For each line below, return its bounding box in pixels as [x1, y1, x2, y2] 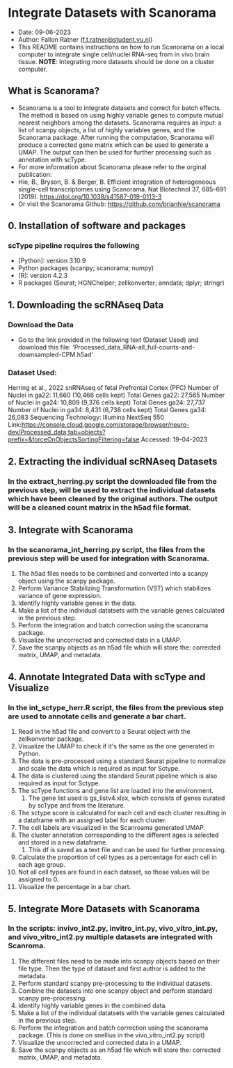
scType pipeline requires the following [8, 241, 140, 251]
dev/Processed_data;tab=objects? [8, 428, 106, 437]
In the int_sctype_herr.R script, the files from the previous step [8, 702, 224, 712]
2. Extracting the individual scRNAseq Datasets [8, 455, 218, 467]
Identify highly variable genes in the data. [17, 599, 137, 607]
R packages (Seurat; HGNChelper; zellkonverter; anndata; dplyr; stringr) [17, 278, 225, 287]
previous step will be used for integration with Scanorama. [8, 553, 209, 563]
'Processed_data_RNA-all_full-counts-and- [72, 343, 195, 352]
